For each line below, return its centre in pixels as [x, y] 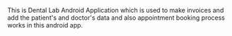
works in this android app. [45, 25]
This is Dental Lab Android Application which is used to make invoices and [116, 10]
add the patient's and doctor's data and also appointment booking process [116, 18]
